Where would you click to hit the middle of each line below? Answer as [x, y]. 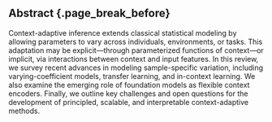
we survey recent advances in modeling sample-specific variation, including [136, 68]
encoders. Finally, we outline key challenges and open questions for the [128, 94]
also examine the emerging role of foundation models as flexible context [129, 85]
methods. [24, 111]
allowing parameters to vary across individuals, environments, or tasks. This [136, 41]
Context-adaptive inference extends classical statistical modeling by [123, 33]
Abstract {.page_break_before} [89, 13]
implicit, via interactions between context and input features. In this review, [134, 59]
